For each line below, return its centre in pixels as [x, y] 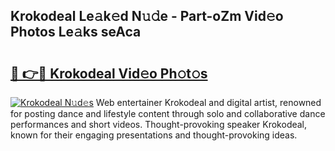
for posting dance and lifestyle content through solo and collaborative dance [168, 113]
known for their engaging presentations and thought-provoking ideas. [154, 135]
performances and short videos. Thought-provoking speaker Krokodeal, [159, 124]
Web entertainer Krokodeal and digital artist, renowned [208, 102]
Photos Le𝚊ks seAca [76, 32]
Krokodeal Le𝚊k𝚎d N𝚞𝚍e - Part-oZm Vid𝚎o [147, 16]
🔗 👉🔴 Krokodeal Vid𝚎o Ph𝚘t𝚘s [109, 73]
